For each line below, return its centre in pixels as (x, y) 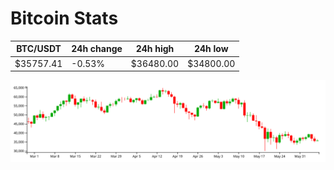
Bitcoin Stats (64, 18)
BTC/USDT (39, 49)
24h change (97, 49)
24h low (211, 49)
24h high (155, 49)
